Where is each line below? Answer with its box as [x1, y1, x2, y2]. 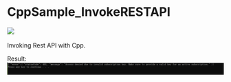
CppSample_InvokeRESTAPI [7, 4, 170, 20]
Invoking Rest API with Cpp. [7, 41, 86, 49]
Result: [7, 54, 27, 63]
